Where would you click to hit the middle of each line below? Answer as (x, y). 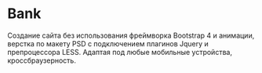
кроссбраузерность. (42, 60)
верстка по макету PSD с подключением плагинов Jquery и (108, 43)
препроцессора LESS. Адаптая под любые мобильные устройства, (120, 52)
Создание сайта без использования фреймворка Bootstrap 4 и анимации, (131, 35)
